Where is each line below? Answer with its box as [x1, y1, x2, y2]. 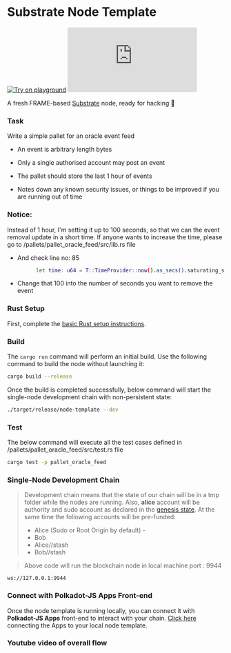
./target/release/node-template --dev [7, 406, 119, 413]
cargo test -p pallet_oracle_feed [7, 459, 107, 466]
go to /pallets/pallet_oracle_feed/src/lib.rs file [7, 240, 136, 248]
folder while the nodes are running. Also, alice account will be [23, 498, 200, 507]
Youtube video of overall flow [7, 639, 108, 648]
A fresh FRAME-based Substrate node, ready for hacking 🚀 [7, 99, 175, 107]
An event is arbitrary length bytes [17, 145, 112, 154]
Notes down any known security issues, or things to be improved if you [17, 185, 219, 194]
